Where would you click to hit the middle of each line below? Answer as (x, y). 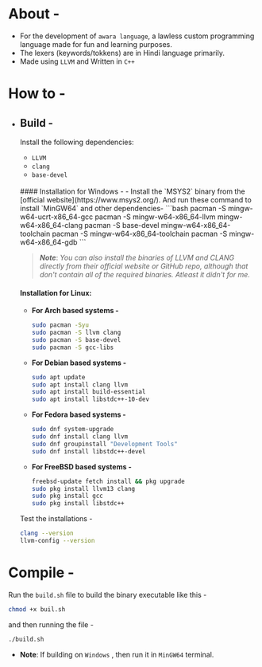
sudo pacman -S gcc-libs (73, 347)
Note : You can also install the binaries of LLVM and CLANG (137, 257)
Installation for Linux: (56, 292)
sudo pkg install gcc (67, 496)
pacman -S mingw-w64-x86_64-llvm (155, 217)
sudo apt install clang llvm (80, 385)
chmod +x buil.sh (37, 609)
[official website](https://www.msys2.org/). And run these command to (135, 199)
